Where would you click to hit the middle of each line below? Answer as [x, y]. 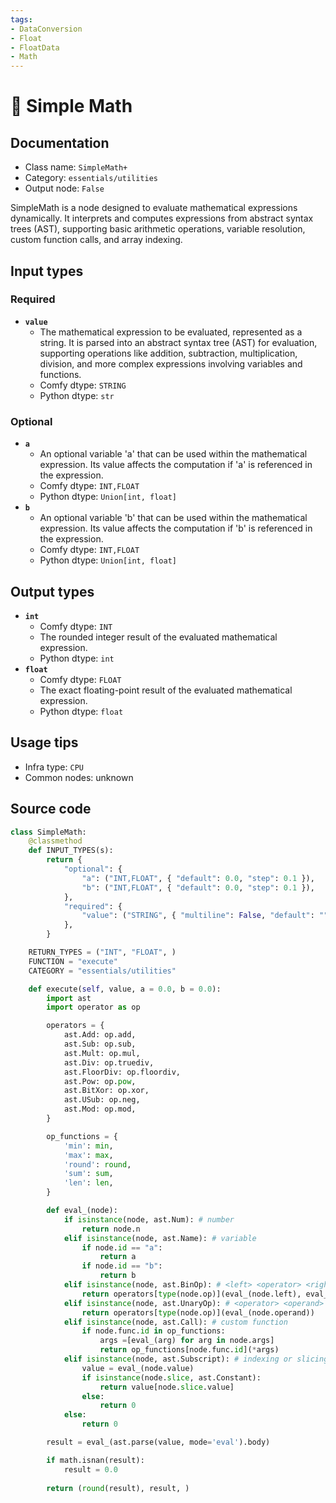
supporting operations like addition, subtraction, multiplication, [168, 353]
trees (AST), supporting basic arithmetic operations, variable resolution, [158, 229]
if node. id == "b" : [122, 1266]
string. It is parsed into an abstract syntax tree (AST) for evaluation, [178, 342]
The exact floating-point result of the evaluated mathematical [166, 690]
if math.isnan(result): [95, 1460]
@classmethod [55, 841]
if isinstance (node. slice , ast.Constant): [171, 1377]
